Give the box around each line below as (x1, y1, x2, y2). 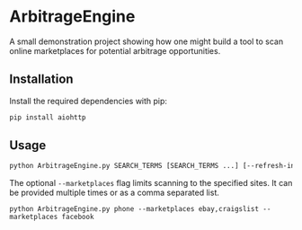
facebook (61, 213, 94, 222)
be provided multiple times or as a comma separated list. (9, 187, 220, 199)
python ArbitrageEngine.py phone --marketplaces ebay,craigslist (9, 205, 259, 214)
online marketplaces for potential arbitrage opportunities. (9, 45, 221, 56)
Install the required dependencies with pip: (9, 95, 168, 106)
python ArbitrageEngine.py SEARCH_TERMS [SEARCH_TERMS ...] (9, 162, 240, 171)
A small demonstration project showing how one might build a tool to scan (9, 36, 284, 47)
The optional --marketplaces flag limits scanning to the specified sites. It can (9, 178, 293, 189)
